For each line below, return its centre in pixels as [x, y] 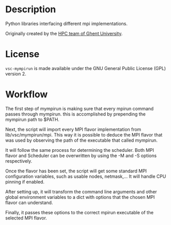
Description [31, 9]
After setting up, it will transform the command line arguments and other [81, 192]
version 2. [16, 74]
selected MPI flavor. [26, 218]
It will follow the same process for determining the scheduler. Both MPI [80, 150]
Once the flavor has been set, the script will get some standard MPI [76, 171]
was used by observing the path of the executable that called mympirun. [81, 140]
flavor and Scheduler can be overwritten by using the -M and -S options [81, 155]
